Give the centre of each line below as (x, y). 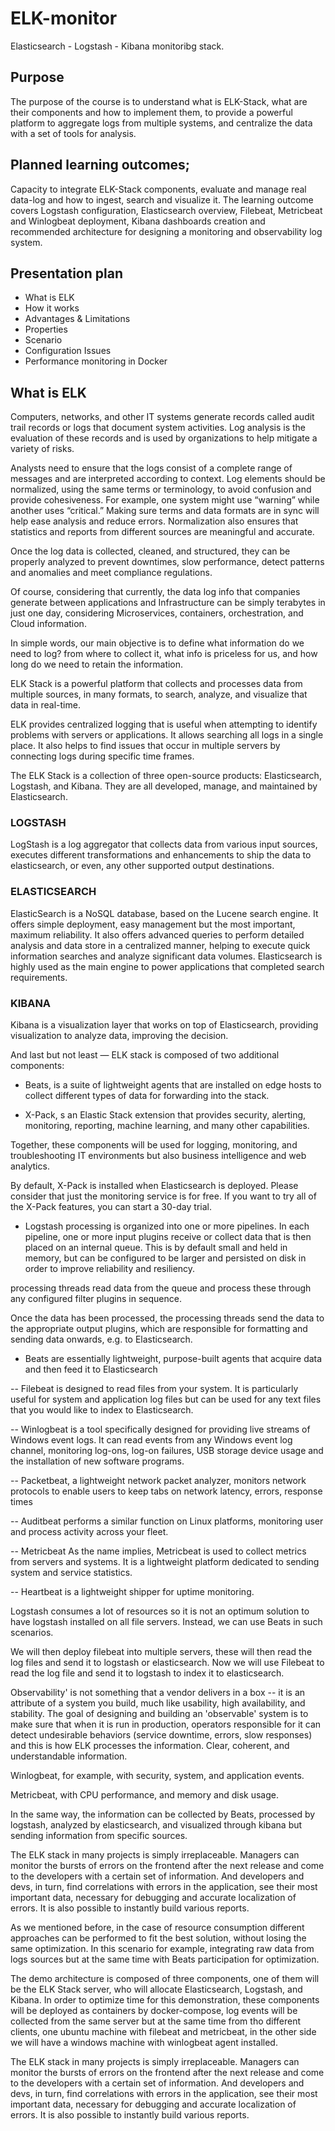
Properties (46, 329)
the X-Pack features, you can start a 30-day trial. (111, 1207)
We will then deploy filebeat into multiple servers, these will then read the (161, 1652)
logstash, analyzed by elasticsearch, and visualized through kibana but (156, 1825)
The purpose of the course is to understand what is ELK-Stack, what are (159, 101)
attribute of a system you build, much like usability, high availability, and (158, 1703)
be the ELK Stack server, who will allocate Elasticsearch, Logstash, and (156, 1989)
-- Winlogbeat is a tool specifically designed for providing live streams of (160, 1429)
